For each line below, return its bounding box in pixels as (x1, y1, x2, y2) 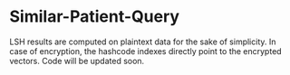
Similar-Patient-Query (9, 6, 179, 27)
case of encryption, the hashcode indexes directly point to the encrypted (9, 45, 283, 56)
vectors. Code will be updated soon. (9, 55, 145, 66)
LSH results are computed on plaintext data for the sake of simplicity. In (9, 36, 276, 47)
